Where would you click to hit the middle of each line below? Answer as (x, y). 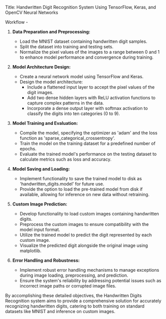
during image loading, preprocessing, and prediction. (74, 275)
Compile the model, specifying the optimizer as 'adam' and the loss (88, 133)
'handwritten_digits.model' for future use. (62, 184)
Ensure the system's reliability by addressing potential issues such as (90, 280)
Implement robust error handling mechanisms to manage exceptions (89, 270)
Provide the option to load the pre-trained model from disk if (81, 189)
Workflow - (17, 22)
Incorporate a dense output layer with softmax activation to (87, 108)
